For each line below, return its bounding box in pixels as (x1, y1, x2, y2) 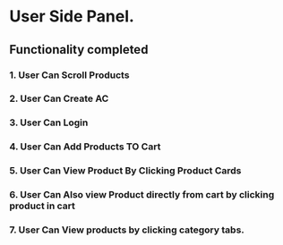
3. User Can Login (9, 116, 89, 129)
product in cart (9, 199, 76, 212)
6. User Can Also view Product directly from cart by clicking (9, 189, 275, 201)
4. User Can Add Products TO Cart (9, 140, 161, 153)
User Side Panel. (9, 6, 134, 27)
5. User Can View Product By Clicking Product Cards (9, 165, 242, 177)
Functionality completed (9, 42, 149, 57)
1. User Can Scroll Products (9, 69, 130, 81)
